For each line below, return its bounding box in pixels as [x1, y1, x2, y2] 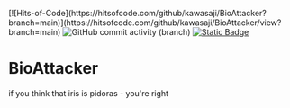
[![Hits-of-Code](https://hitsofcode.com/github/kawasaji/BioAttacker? [8, 8, 267, 18]
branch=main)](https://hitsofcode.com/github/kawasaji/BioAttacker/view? [8, 17, 282, 28]
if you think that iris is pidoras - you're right [8, 87, 168, 98]
